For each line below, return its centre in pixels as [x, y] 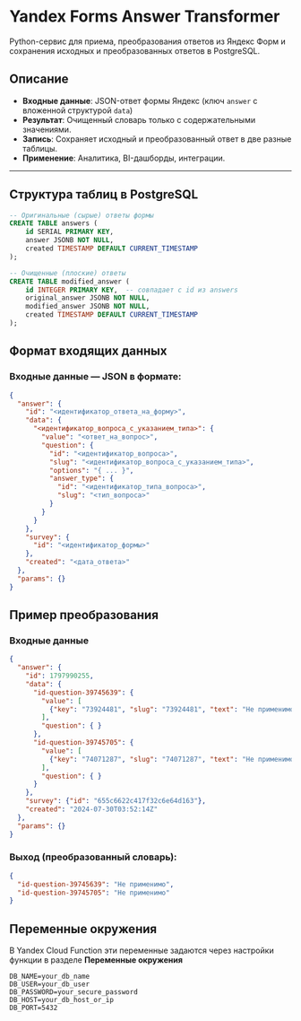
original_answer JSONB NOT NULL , [88, 298]
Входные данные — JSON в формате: [95, 377]
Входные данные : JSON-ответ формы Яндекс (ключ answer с [140, 100]
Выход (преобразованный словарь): [93, 857]
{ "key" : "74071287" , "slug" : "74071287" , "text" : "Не [151, 759]
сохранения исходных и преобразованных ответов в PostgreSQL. [135, 50]
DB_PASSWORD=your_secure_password [74, 992]
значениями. [47, 129]
